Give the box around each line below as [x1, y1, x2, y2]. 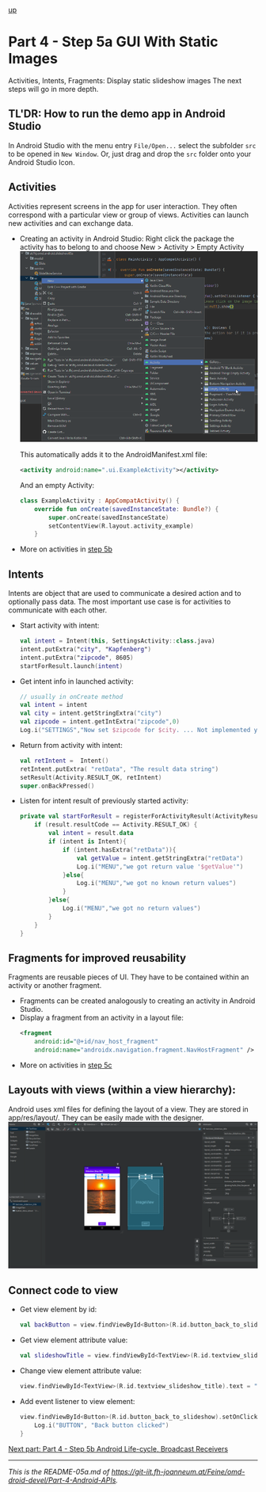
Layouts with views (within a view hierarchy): [8, 1083, 236, 1097]
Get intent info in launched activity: [19, 676, 134, 686]
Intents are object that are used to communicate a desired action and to [8, 589, 241, 598]
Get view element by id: [19, 1305, 97, 1315]
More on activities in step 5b [19, 544, 113, 554]
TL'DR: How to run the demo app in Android [8, 107, 226, 120]
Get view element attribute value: [19, 1335, 128, 1345]
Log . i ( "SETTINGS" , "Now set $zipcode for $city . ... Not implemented [19, 727, 251, 735]
